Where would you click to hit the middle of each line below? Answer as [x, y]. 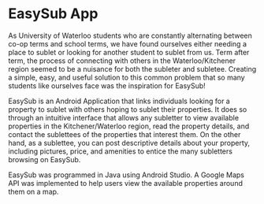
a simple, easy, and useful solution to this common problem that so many [127, 77]
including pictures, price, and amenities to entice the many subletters [120, 151]
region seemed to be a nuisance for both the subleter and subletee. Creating [132, 69]
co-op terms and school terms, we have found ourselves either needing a [127, 43]
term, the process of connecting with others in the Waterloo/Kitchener [122, 61]
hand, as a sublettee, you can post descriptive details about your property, [129, 143]
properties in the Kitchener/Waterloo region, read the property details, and [129, 126]
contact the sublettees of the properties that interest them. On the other [125, 134]
